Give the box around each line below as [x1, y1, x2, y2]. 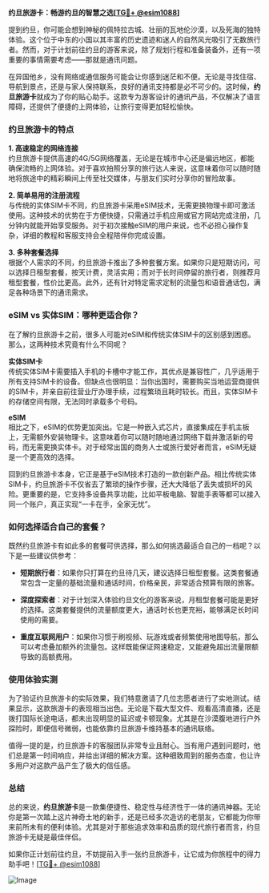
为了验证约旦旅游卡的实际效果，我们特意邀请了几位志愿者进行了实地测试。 [8, 694, 254, 703]
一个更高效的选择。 [14, 452, 78, 461]
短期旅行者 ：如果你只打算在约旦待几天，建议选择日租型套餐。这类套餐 [19, 568, 252, 577]
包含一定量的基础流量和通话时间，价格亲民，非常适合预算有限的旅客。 [26, 577, 259, 587]
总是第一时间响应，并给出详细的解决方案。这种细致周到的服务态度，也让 [14, 750, 254, 760]
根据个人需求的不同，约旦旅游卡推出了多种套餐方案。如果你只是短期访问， [8, 258, 254, 267]
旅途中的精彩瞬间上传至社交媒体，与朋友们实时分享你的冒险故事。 [22, 174, 240, 183]
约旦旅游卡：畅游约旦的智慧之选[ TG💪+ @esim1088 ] [8, 8, 180, 17]
